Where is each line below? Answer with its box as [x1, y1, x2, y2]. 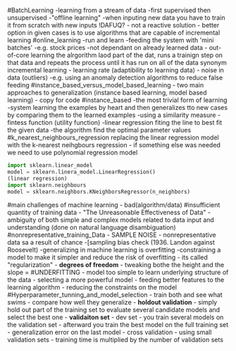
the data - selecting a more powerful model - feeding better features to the [7, 276, 225, 284]
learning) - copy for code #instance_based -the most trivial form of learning [7, 96, 228, 104]
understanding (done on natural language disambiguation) [7, 223, 176, 232]
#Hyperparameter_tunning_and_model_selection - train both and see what [7, 290, 223, 299]
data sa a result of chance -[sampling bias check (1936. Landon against [7, 238, 215, 247]
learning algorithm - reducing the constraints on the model [7, 283, 178, 292]
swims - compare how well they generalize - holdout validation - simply [7, 298, 218, 307]
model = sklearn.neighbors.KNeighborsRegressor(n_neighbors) [7, 188, 191, 195]
